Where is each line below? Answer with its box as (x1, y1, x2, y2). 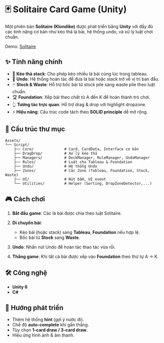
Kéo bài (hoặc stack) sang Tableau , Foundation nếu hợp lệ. (19, 229, 140, 235)
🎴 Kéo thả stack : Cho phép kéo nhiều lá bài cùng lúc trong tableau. (12, 71, 148, 77)
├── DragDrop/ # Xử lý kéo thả (14, 151, 97, 156)
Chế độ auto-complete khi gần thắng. (12, 322, 89, 327)
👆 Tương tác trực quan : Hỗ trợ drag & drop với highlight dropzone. (12, 101, 147, 107)
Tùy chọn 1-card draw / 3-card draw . (12, 327, 88, 333)
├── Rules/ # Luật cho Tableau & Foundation (14, 159, 133, 165)
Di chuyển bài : (12, 220, 43, 226)
